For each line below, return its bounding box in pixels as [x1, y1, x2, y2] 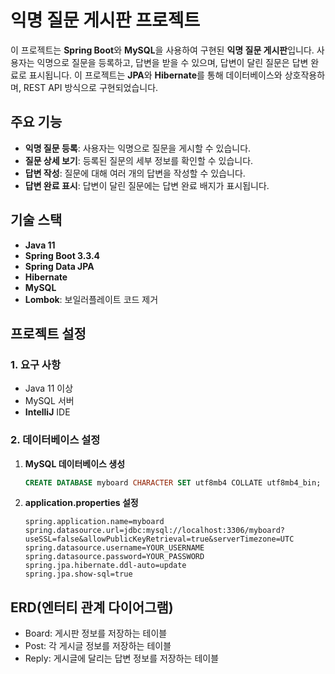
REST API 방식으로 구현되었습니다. [23, 81, 159, 93]
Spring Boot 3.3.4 [24, 249, 101, 261]
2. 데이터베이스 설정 [10, 433, 101, 447]
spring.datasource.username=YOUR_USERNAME [24, 543, 205, 553]
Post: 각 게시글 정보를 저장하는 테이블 [24, 640, 172, 652]
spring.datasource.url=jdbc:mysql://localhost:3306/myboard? [24, 526, 286, 536]
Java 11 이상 [24, 382, 74, 395]
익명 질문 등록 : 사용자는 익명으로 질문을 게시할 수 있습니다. [24, 142, 252, 154]
